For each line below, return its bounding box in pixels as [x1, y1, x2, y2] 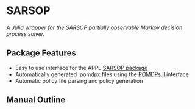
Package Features [6, 48, 76, 58]
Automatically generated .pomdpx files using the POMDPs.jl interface [15, 71, 189, 78]
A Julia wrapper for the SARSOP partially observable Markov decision [6, 24, 183, 31]
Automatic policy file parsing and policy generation [15, 77, 143, 84]
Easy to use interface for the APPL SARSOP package [15, 64, 148, 71]
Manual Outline [6, 95, 66, 105]
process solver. [6, 30, 45, 37]
